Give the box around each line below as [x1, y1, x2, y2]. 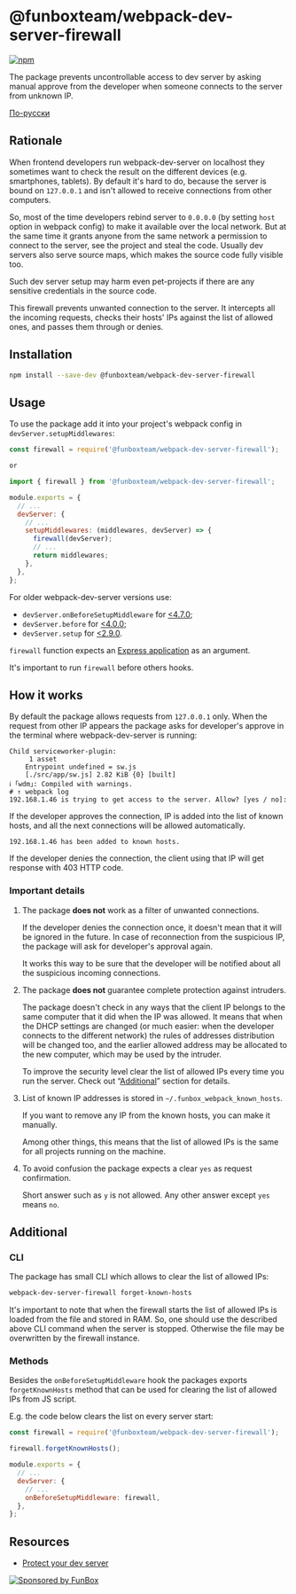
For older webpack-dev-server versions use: [9, 591, 172, 602]
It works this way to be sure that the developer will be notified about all [21, 957, 281, 968]
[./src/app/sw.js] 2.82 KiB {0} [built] [25, 770, 176, 779]
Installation [9, 348, 73, 363]
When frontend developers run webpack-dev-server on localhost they [9, 157, 265, 168]
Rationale [9, 133, 63, 148]
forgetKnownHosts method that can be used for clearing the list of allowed [9, 1385, 277, 1395]
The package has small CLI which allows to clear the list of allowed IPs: [9, 1271, 269, 1282]
